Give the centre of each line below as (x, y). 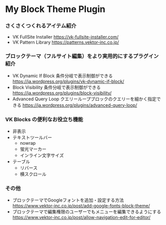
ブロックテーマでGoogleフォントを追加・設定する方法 (68, 200)
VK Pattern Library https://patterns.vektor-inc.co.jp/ (65, 42)
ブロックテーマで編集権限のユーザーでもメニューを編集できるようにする (87, 212)
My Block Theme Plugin (55, 9)
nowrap (28, 143)
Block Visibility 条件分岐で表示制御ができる (56, 87)
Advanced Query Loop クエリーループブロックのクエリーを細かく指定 (84, 99)
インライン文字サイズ (42, 155)
